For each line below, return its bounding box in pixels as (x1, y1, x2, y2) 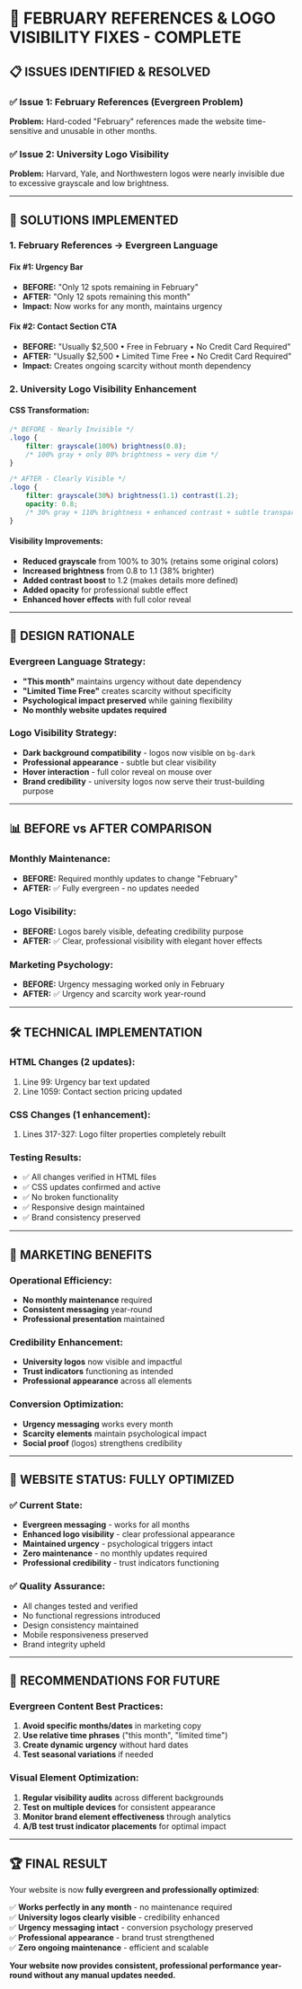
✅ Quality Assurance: (9, 1580, 106, 1593)
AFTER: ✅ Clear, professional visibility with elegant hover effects (22, 935, 262, 946)
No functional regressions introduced (22, 1610, 161, 1621)
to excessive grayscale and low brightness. (9, 178, 169, 189)
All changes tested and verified (22, 1600, 138, 1612)
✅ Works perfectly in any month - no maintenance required (9, 1902, 233, 1913)
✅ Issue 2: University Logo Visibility (9, 147, 169, 160)
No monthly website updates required (22, 705, 167, 715)
